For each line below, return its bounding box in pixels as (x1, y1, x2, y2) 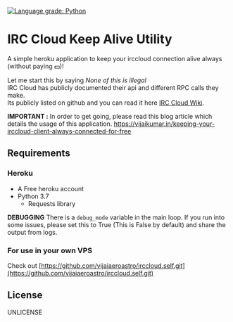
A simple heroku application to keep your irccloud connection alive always (7, 54, 222, 63)
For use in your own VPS (7, 245, 93, 255)
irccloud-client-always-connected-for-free (7, 127, 132, 135)
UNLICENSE (7, 308, 43, 316)
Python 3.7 (17, 192, 49, 200)
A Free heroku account (17, 184, 84, 193)
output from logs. (7, 228, 58, 236)
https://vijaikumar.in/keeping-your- (113, 120, 215, 128)
